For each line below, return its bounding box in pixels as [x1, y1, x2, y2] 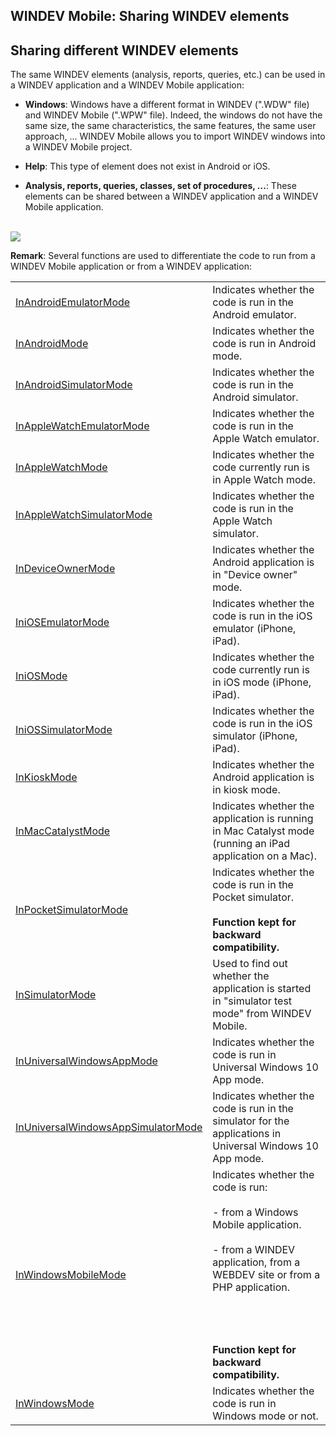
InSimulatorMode [15, 988, 97, 1002]
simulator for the [212, 1114, 290, 1128]
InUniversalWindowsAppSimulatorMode [15, 1120, 203, 1134]
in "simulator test [212, 994, 293, 1008]
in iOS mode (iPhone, [212, 675, 312, 689]
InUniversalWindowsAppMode [15, 1054, 158, 1068]
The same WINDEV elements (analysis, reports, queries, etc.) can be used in [10, 69, 326, 81]
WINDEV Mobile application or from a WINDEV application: [10, 260, 252, 273]
